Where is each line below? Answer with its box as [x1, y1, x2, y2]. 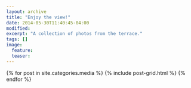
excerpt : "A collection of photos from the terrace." [6, 31, 143, 37]
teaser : [11, 53, 31, 59]
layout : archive [6, 8, 47, 15]
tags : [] [6, 36, 28, 42]
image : [6, 42, 23, 48]
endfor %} [6, 76, 32, 83]
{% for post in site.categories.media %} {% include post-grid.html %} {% [6, 69, 186, 76]
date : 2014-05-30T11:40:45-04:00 [6, 20, 90, 26]
